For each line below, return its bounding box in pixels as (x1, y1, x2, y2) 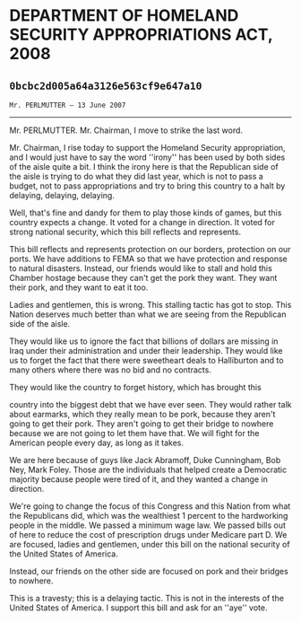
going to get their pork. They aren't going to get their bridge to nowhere (9, 418, 274, 429)
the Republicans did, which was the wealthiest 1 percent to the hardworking (9, 511, 288, 521)
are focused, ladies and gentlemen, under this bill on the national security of (9, 539, 290, 549)
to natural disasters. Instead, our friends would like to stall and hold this (9, 263, 273, 274)
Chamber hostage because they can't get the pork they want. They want (9, 273, 278, 283)
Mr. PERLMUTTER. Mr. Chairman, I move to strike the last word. (9, 125, 244, 136)
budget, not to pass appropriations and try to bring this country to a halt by (9, 180, 286, 191)
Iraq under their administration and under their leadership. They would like (9, 346, 283, 355)
